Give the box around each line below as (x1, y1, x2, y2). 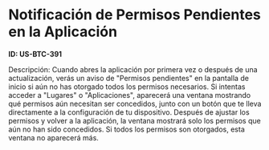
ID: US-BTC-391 (8, 49, 63, 59)
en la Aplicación (8, 22, 118, 41)
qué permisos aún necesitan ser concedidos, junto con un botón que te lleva (8, 99, 262, 108)
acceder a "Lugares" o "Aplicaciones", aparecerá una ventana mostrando (8, 90, 251, 99)
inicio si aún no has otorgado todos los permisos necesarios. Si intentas (8, 82, 246, 91)
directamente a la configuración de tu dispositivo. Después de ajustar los (8, 107, 251, 117)
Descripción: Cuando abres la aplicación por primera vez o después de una (8, 64, 259, 74)
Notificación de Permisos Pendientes (8, 6, 261, 24)
